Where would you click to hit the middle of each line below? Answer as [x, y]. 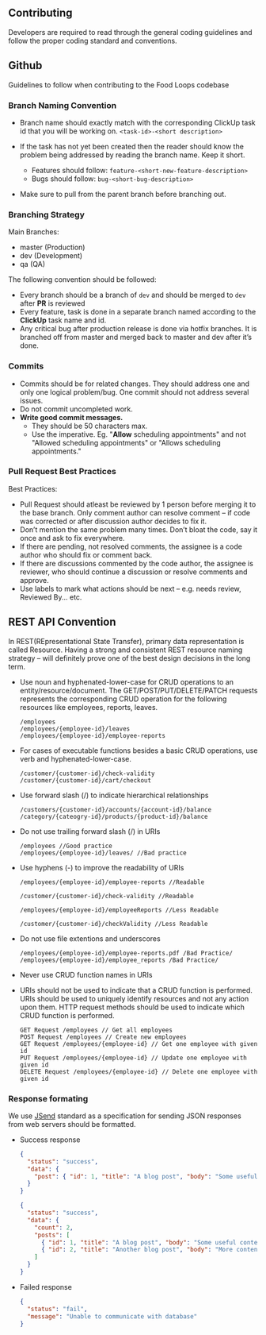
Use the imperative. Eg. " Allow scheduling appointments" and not [139, 434]
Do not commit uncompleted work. [76, 409]
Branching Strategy [46, 214]
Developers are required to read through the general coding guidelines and [130, 32]
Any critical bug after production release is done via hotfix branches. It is [138, 329]
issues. [31, 400]
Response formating [48, 1098]
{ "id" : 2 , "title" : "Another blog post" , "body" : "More [137, 1250]
